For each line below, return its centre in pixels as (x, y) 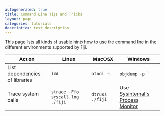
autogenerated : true (26, 10)
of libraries (20, 80)
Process (129, 100)
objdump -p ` (134, 74)
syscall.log (65, 97)
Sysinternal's (135, 94)
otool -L (102, 74)
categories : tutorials (28, 23)
